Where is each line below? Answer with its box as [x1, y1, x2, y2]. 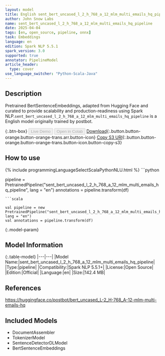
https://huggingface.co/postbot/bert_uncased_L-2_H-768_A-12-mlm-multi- [5, 297, 157, 303]
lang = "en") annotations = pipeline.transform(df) [29, 187, 129, 193]
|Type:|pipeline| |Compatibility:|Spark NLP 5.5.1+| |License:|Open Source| [5, 264, 154, 270]
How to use [5, 154, 40, 162]
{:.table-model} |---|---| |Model [5, 254, 69, 260]
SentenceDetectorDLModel [12, 340, 68, 346]
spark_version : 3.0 [5, 48, 45, 53]
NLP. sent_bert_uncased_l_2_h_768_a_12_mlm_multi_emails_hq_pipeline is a [5, 113, 157, 119]
